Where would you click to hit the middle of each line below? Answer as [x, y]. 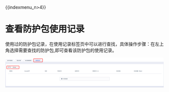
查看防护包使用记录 [45, 29]
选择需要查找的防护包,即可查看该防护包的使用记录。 [63, 50]
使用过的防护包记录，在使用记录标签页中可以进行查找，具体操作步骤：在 [80, 44]
